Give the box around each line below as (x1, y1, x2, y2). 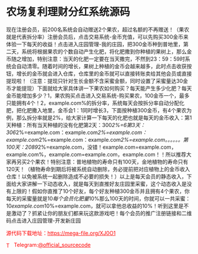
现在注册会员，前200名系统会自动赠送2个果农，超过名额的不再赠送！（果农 (6, 26, 190, 33)
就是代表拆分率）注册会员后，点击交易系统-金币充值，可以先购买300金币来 (6, 33, 189, 40)
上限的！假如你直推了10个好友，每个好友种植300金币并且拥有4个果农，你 (11, 188, 190, 195)
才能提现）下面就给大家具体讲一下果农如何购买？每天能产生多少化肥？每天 (11, 85, 192, 92)
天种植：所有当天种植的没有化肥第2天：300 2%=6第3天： (6, 121, 146, 128)
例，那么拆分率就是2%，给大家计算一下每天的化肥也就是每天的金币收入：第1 (6, 114, 192, 121)
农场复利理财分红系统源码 (6, 5, 131, 19)
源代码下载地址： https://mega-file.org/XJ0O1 (6, 229, 116, 236)
